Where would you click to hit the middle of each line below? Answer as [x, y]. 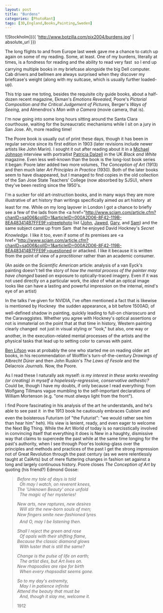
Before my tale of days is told [46, 479]
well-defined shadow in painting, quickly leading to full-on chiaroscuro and [80, 313]
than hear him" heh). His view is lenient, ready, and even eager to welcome [80, 423]
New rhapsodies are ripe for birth [50, 566]
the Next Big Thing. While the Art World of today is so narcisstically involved [81, 428]
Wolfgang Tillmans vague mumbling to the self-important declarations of [78, 391]
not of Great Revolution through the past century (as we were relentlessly [79, 454]
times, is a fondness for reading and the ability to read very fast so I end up [81, 62]
